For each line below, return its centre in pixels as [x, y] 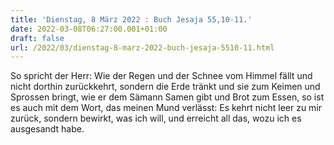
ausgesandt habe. [47, 129]
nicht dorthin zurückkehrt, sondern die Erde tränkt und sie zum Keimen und [165, 87]
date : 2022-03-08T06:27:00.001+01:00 [89, 29]
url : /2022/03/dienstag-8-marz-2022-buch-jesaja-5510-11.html [142, 47]
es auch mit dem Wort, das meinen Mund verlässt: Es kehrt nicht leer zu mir [166, 108]
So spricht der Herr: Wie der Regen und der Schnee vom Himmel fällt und [161, 76]
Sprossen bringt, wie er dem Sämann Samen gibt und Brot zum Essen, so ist [167, 97]
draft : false [37, 38]
